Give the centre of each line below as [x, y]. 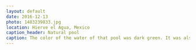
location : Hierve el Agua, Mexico [48, 27]
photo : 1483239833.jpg [34, 22]
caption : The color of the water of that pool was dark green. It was [94, 38]
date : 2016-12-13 [27, 17]
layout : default [26, 11]
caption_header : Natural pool [43, 33]
